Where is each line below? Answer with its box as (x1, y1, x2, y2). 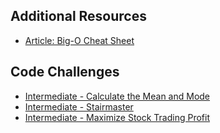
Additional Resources (10, 8, 147, 25)
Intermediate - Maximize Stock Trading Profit (24, 111, 211, 123)
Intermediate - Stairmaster (24, 100, 134, 113)
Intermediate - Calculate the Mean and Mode (24, 90, 211, 102)
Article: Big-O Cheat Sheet (24, 34, 135, 46)
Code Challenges (10, 64, 120, 81)
